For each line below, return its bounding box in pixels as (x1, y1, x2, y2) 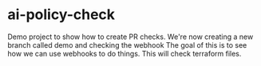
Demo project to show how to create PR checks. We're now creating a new (7, 32, 254, 41)
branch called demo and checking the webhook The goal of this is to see (7, 40, 247, 49)
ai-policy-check (7, 6, 116, 24)
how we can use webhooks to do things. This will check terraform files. (7, 49, 242, 58)
